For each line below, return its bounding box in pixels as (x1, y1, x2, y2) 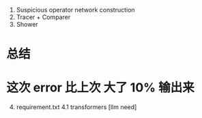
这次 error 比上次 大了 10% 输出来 (6, 80, 195, 95)
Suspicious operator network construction (16, 6, 135, 14)
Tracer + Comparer (16, 13, 71, 21)
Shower (16, 20, 38, 28)
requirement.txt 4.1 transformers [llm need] (16, 103, 137, 111)
